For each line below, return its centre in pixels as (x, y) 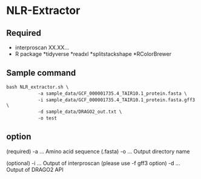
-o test (48, 118)
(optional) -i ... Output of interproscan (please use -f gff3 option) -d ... (93, 163)
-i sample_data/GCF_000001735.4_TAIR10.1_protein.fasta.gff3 (117, 100)
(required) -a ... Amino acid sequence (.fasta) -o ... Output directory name (98, 151)
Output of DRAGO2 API (35, 169)
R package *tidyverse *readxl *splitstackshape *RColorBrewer (93, 54)
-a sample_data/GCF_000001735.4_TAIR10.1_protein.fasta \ (112, 93)
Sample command (41, 73)
